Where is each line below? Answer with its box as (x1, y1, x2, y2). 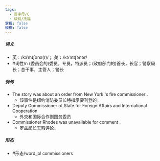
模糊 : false (5, 25, 28, 30)
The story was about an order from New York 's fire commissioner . (12, 92, 148, 97)
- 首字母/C (9, 12, 29, 17)
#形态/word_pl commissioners (12, 150, 73, 157)
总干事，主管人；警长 (21, 67, 64, 72)
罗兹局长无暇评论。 (19, 125, 59, 131)
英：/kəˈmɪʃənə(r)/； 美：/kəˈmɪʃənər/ (12, 54, 87, 60)
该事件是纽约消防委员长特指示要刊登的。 (19, 97, 101, 103)
